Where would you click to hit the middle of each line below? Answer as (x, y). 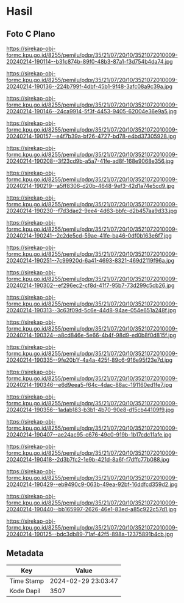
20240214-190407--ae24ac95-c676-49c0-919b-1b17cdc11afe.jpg (89, 435)
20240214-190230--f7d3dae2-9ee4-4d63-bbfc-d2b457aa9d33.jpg (92, 211)
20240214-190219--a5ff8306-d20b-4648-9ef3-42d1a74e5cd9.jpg (90, 186)
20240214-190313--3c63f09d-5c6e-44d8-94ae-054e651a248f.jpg (91, 310)
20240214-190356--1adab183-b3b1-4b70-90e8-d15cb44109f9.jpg (90, 410)
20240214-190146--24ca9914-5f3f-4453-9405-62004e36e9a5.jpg (91, 111)
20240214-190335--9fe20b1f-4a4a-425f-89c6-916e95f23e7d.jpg (89, 360)
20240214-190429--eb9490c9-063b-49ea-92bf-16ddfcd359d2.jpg (92, 484)
